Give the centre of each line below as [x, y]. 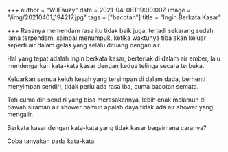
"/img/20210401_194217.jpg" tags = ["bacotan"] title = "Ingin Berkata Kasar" [114, 17]
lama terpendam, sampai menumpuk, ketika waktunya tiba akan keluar [107, 38]
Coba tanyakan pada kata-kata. [52, 141]
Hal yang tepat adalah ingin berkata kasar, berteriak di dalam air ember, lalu [114, 58]
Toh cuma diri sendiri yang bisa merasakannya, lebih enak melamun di [106, 100]
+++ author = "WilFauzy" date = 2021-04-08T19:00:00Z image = [99, 10]
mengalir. [20, 114]
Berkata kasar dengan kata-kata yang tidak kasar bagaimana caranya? [107, 128]
